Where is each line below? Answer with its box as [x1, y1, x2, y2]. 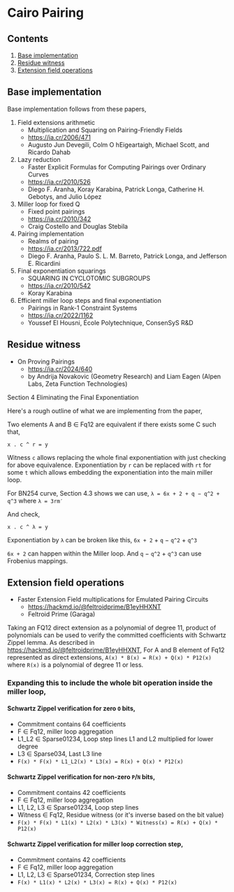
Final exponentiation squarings [17, 267, 106, 275]
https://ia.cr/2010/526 [27, 177, 91, 186]
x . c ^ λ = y [7, 523, 49, 530]
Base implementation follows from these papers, [7, 105, 147, 113]
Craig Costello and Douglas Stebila [27, 222, 128, 230]
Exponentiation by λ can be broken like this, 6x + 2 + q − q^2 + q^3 [7, 535, 198, 544]
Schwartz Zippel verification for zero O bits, [7, 704, 136, 713]
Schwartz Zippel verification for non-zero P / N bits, [7, 773, 156, 781]
